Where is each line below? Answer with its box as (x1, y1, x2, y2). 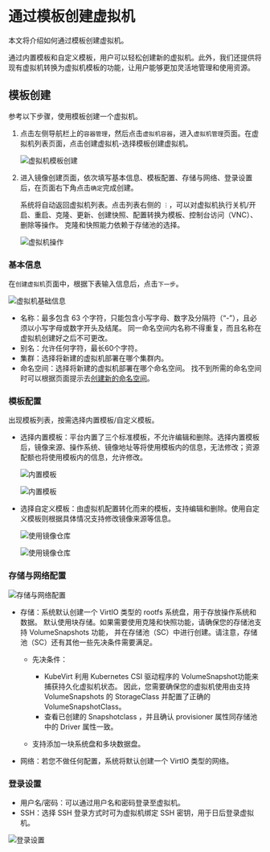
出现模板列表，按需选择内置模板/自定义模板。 (8, 415, 159, 425)
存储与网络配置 (8, 570, 67, 582)
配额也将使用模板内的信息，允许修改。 (19, 452, 147, 463)
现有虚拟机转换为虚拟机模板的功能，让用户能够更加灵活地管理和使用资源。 (8, 62, 255, 72)
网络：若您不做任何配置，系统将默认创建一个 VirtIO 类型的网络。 (19, 755, 234, 765)
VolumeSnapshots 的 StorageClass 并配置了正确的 (43, 691, 211, 701)
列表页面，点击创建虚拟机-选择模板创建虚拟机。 (34, 138, 193, 148)
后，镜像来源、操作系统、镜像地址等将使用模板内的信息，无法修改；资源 (19, 442, 260, 452)
